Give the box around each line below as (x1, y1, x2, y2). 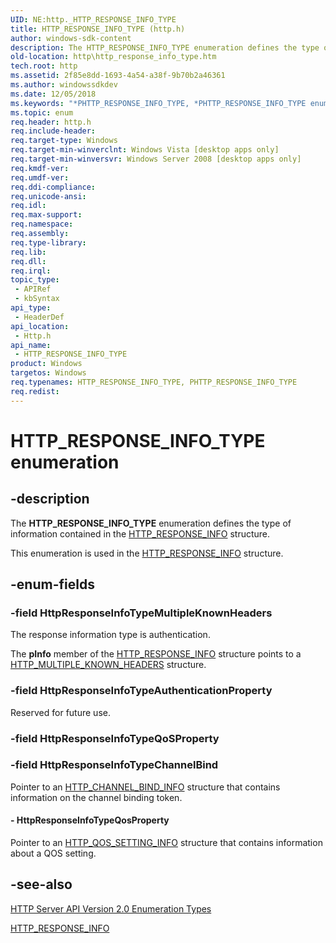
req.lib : (10, 247, 47, 257)
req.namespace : (10, 219, 74, 230)
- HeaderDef (14, 312, 65, 322)
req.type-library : (10, 237, 87, 248)
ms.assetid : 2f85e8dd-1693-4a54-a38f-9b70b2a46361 (10, 71, 226, 81)
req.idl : (10, 201, 47, 211)
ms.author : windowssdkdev (10, 80, 118, 90)
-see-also (10, 876, 73, 893)
